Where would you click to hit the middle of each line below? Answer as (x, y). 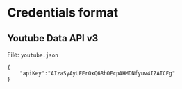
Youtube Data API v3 (53, 38)
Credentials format (63, 13)
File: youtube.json (33, 55)
